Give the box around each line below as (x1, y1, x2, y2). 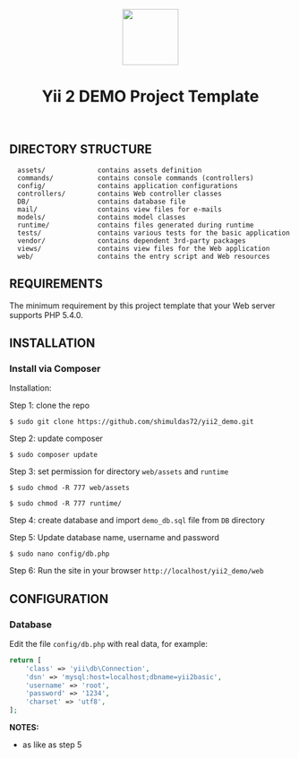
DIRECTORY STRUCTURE (9, 142, 152, 157)
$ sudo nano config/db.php (9, 549, 110, 559)
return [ (9, 655, 42, 665)
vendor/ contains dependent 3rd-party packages (17, 236, 246, 246)
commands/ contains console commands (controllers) (17, 173, 254, 183)
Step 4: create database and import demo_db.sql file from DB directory (9, 515, 266, 526)
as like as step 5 (21, 739, 82, 750)
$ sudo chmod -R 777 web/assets (9, 484, 130, 493)
